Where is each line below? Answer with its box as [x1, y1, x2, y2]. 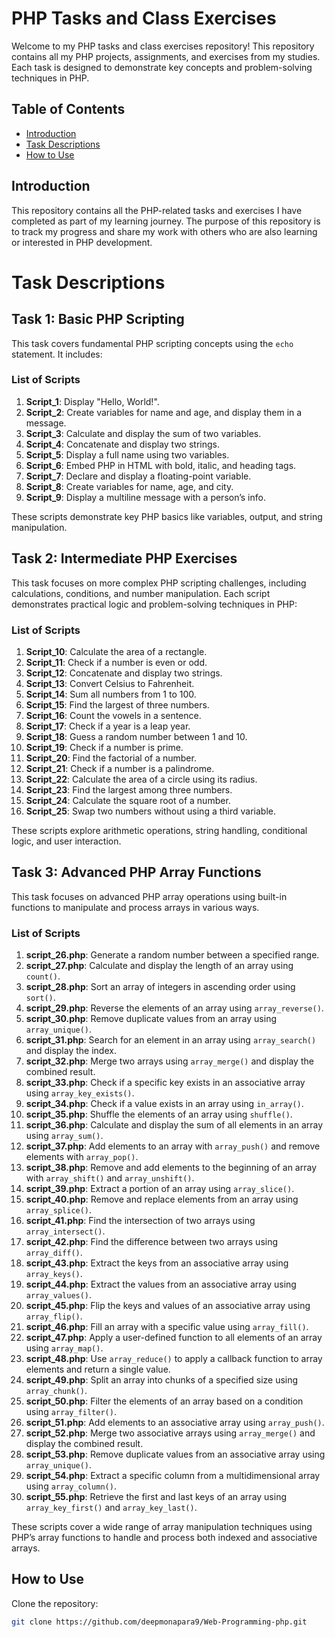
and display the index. [25, 1045, 117, 1057]
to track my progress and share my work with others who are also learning [11, 225, 318, 237]
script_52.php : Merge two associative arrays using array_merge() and [25, 1427, 316, 1439]
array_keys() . [25, 1268, 83, 1280]
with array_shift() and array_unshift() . [25, 1172, 195, 1184]
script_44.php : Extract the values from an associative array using [25, 1278, 297, 1291]
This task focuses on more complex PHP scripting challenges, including [11, 577, 307, 589]
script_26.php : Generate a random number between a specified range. [25, 949, 320, 961]
